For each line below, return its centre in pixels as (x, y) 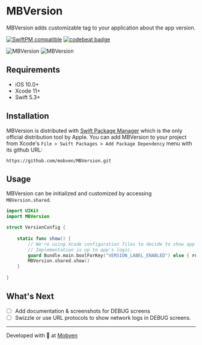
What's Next (30, 297)
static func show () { (44, 239)
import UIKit (23, 211)
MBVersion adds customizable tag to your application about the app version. (101, 28)
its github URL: (25, 150)
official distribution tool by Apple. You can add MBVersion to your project (96, 137)
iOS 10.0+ (27, 84)
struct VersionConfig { (36, 227)
